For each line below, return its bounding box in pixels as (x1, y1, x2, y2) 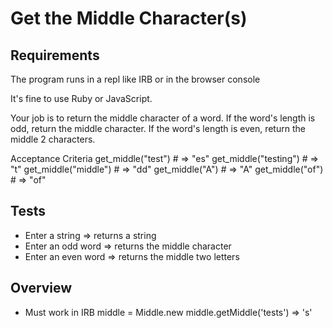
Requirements (10, 47, 100, 64)
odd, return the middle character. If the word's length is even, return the (10, 123, 306, 134)
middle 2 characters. (10, 133, 96, 145)
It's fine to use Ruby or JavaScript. (10, 93, 153, 104)
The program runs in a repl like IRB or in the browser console (10, 73, 261, 85)
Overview (10, 280, 73, 297)
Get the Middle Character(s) (10, 7, 248, 30)
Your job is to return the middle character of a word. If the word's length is (10, 112, 316, 124)
